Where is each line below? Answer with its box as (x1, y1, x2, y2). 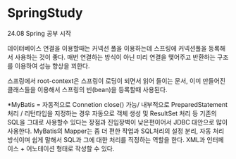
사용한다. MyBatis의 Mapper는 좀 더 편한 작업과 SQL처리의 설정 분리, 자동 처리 (7, 127, 225, 135)
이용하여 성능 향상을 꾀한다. (14, 61, 90, 70)
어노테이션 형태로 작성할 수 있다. (25, 144, 115, 153)
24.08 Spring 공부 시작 (7, 29, 72, 37)
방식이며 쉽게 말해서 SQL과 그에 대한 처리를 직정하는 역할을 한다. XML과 (7, 135, 206, 144)
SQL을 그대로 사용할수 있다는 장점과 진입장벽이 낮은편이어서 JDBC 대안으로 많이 (7, 117, 228, 126)
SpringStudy (7, 5, 83, 21)
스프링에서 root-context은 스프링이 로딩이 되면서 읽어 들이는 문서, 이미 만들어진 (7, 76, 226, 85)
